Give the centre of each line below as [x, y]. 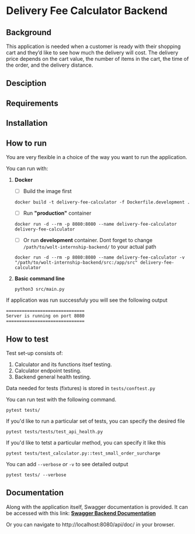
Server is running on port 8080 [45, 316]
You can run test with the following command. [61, 399]
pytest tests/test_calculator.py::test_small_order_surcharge [83, 453]
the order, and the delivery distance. [50, 65]
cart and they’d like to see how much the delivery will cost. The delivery [92, 53]
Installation [27, 123]
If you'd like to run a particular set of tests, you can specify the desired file [95, 421]
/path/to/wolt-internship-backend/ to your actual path [90, 247]
